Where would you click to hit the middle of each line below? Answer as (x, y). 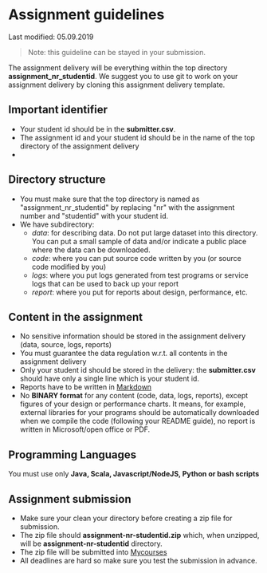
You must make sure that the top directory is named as (110, 199)
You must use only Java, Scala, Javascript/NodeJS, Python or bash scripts (134, 474)
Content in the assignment (76, 317)
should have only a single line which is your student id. (109, 379)
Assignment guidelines (86, 15)
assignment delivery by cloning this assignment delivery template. (117, 85)
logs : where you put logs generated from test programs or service (140, 275)
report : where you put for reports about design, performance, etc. (140, 292)
